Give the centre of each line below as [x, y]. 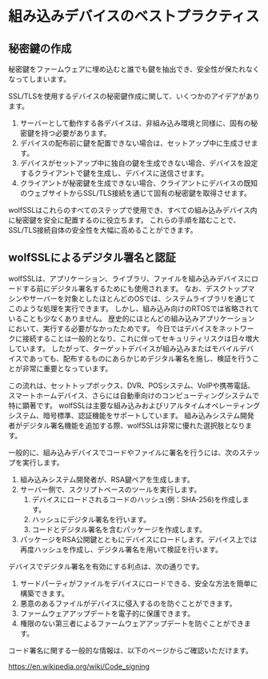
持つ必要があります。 [76, 133]
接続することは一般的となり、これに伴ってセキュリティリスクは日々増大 [141, 338]
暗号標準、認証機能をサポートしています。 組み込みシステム [142, 415]
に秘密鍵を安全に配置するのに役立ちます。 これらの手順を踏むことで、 [124, 220]
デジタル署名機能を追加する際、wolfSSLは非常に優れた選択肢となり [134, 425]
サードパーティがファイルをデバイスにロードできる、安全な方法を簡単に [139, 583]
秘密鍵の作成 [40, 48]
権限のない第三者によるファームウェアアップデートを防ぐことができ [132, 623]
